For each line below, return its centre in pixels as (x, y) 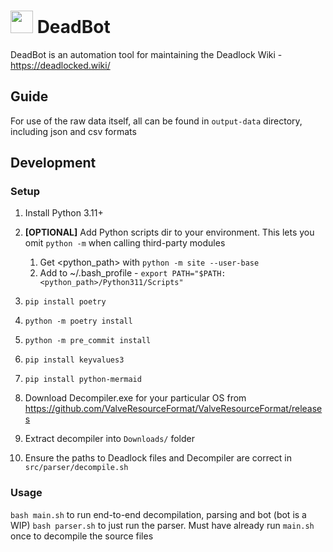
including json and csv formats (73, 131)
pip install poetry (65, 302)
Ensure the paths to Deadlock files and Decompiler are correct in (158, 458)
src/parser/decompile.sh (76, 468)
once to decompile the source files (82, 536)
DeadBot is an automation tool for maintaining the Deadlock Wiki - (146, 54)
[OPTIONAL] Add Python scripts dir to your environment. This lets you (169, 232)
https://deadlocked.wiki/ (60, 65)
